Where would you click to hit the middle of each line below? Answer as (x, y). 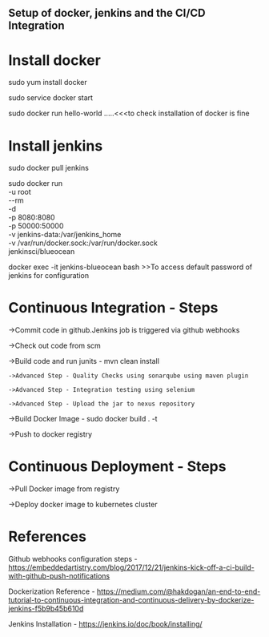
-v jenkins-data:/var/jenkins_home (65, 235)
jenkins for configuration (49, 276)
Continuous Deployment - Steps (117, 467)
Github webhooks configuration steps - (73, 559)
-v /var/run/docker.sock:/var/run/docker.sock (83, 243)
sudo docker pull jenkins (49, 168)
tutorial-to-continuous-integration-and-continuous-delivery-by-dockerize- (131, 600)
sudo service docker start (51, 98)
